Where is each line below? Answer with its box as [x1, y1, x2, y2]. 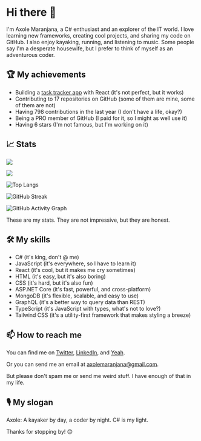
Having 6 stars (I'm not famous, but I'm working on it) [15, 121, 148, 128]
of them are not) [15, 101, 56, 108]
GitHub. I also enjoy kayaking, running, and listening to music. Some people [6, 38, 195, 45]
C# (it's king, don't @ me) [15, 254, 80, 261]
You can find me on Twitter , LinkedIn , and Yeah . [6, 349, 125, 356]
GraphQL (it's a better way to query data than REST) [15, 299, 145, 306]
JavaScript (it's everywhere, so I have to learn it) [15, 260, 136, 267]
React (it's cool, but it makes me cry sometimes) [15, 267, 136, 274]
